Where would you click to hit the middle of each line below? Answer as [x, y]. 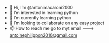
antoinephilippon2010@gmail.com [43, 35]
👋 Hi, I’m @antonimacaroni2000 [41, 7]
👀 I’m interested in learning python [44, 13]
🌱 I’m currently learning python [40, 18]
